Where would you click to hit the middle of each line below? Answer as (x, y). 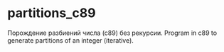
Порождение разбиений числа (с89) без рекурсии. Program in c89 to (112, 33)
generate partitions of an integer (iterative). (70, 40)
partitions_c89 (52, 13)
